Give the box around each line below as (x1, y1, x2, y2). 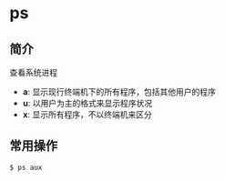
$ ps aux (9, 163, 43, 172)
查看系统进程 (9, 67, 57, 77)
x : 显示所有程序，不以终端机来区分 (22, 109, 152, 120)
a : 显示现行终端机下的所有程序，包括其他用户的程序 (22, 86, 216, 97)
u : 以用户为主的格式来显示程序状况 (22, 98, 153, 108)
